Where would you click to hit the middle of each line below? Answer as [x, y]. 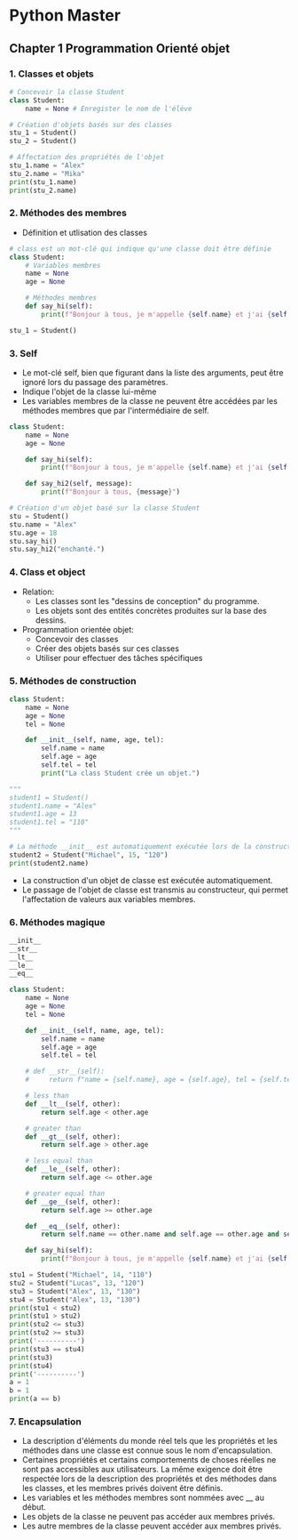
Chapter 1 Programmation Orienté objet [120, 48]
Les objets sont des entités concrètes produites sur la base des [151, 610]
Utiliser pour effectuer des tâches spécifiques [119, 657]
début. [34, 1507]
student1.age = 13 [43, 814]
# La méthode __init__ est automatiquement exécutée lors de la [130, 847]
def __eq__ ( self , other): [73, 1226]
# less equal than [59, 1161]
